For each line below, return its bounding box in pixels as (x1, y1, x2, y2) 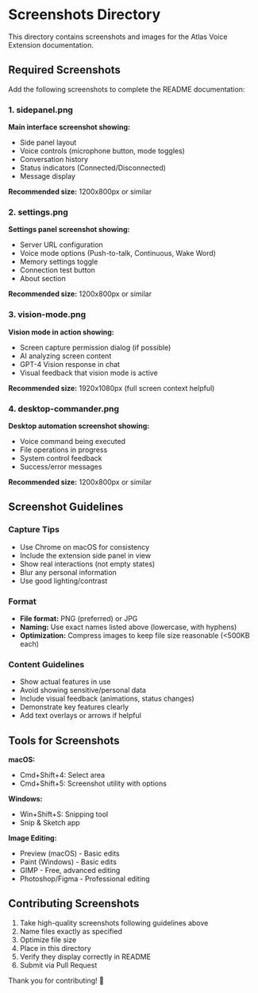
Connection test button (19, 265, 95, 275)
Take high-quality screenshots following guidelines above (19, 918, 209, 927)
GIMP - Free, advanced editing (19, 866, 121, 875)
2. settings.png (8, 207, 69, 218)
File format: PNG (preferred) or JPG (19, 613, 138, 623)
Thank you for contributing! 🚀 (8, 976, 105, 985)
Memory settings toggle (19, 257, 98, 267)
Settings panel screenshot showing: (8, 225, 130, 234)
